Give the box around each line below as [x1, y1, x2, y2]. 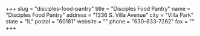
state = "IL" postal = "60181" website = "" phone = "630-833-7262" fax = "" [5, 18, 195, 25]
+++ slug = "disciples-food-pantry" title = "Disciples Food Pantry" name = [5, 5, 191, 12]
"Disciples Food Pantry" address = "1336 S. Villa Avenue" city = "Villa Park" [5, 11, 194, 19]
